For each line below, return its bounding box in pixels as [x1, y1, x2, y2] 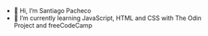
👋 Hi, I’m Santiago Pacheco [13, 7, 92, 15]
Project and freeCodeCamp [13, 21, 92, 29]
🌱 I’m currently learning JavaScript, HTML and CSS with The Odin [13, 14, 202, 22]
